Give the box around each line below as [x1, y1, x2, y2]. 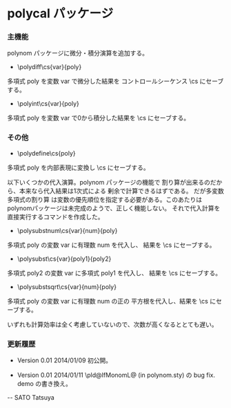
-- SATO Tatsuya [7, 393, 55, 402]
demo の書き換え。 [17, 380, 72, 388]
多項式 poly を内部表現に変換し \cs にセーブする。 [7, 163, 150, 171]
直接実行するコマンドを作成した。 [7, 212, 104, 221]
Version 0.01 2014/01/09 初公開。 [17, 356, 112, 364]
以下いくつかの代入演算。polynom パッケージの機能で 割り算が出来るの [7, 178, 210, 186]
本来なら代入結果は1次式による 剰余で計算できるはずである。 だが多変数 [19, 187, 224, 195]
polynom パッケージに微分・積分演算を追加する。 [7, 49, 148, 57]
